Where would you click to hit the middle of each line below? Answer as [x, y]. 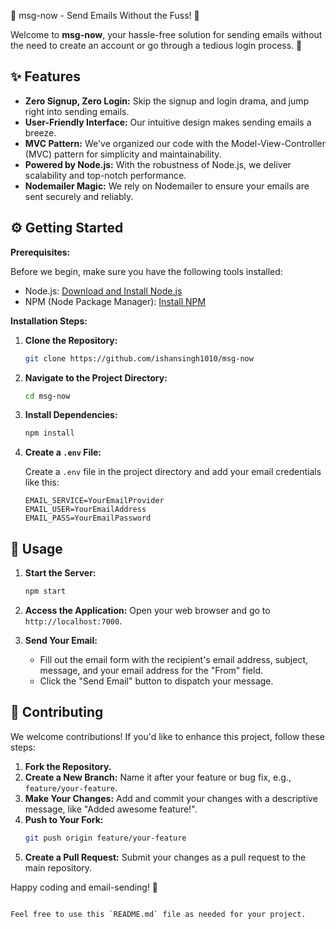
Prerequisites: [40, 252]
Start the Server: [60, 573]
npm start [45, 591]
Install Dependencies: [71, 415]
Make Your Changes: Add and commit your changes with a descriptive [171, 798]
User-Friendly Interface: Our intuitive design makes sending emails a [168, 122]
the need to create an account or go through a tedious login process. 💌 [156, 45]
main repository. [58, 867]
